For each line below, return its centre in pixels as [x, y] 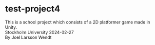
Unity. [11, 27]
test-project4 [33, 9]
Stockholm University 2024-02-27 [39, 32]
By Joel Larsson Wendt [29, 37]
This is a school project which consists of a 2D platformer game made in [77, 22]
